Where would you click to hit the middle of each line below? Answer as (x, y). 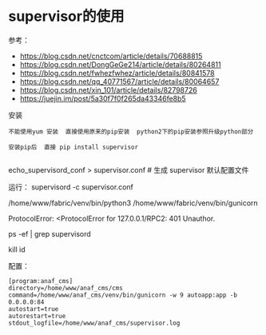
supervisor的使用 (66, 16)
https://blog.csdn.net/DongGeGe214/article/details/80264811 (120, 64)
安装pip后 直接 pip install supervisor (73, 147)
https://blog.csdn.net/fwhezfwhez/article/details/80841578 (117, 73)
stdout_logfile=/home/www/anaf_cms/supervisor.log (94, 323)
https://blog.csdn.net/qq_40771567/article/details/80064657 (119, 82)
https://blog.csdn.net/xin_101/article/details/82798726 (108, 90)
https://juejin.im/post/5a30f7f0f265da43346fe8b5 (103, 98)
